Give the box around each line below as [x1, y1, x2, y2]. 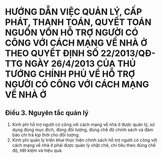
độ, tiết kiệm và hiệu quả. [12, 148, 63, 153]
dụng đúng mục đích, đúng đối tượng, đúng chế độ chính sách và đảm [12, 127, 153, 133]
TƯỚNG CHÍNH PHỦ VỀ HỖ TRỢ [5, 69, 135, 79]
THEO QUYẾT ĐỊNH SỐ [5, 48, 99, 59]
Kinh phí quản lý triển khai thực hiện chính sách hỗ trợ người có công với [12, 137, 157, 143]
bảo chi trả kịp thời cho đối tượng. [12, 132, 80, 138]
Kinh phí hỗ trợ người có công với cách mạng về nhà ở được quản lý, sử [12, 121, 155, 127]
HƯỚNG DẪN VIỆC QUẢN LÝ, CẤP [5, 6, 142, 18]
